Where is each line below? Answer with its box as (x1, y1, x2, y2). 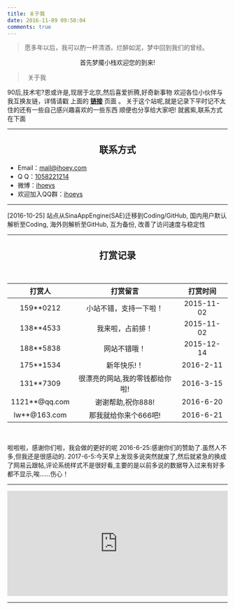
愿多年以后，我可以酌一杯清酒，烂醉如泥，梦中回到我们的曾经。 (24, 44, 208, 52)
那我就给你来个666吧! (88, 411, 161, 420)
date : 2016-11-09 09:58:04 (7, 17, 86, 24)
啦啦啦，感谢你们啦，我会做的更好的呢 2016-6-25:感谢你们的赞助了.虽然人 (7, 444, 221, 451)
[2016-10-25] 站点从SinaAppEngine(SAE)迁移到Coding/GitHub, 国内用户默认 (7, 211, 227, 220)
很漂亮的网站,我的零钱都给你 (78, 373, 172, 383)
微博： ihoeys (17, 181, 56, 190)
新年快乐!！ (106, 361, 144, 370)
